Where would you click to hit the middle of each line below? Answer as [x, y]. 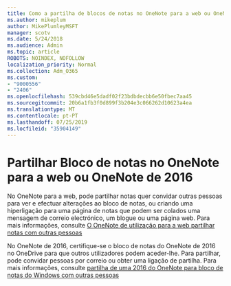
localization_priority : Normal [52, 65]
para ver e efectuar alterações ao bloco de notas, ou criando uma [100, 203]
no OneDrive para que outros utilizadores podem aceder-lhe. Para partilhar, [114, 253]
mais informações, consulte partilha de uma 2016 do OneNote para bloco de [115, 268]
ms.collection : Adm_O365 [43, 71]
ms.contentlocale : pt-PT [43, 115]
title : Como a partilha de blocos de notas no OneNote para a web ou [109, 13]
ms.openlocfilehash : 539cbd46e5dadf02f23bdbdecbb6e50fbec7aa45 [100, 97]
